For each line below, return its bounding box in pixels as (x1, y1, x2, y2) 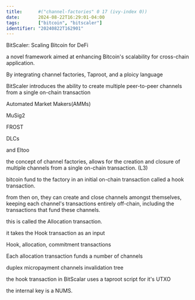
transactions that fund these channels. (6, 207, 100, 214)
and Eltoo (6, 146, 30, 154)
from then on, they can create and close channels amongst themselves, (6, 194, 182, 201)
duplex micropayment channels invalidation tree (6, 264, 124, 271)
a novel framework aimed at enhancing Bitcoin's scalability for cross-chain (6, 53, 189, 60)
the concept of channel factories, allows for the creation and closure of (6, 158, 181, 165)
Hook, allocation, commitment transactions (6, 241, 111, 248)
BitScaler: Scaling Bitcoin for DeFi (6, 42, 89, 49)
